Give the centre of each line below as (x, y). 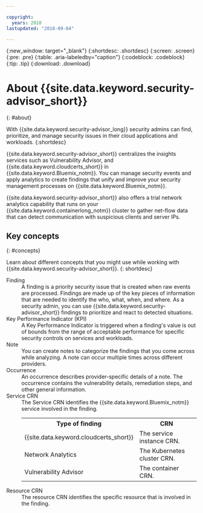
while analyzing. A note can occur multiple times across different (102, 358)
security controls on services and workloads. (78, 338)
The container (159, 468)
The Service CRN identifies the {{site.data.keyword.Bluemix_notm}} (105, 402)
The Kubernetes (162, 451)
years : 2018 (27, 23)
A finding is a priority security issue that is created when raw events (106, 287)
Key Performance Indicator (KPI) (47, 319)
